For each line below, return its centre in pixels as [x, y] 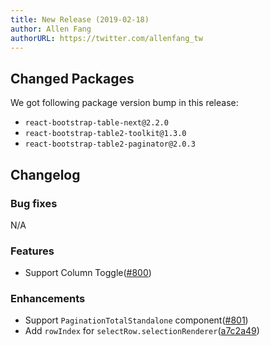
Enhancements [48, 299]
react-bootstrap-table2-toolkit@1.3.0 [105, 134]
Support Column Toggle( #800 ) [88, 273]
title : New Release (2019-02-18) [80, 19]
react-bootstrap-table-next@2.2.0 [96, 123]
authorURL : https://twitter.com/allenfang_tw [106, 38]
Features [32, 251]
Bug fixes [34, 203]
